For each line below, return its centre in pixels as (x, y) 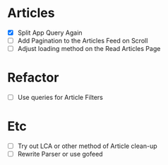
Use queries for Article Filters (60, 98)
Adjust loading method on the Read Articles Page (89, 49)
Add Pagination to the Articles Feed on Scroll (83, 41)
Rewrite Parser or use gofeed (60, 154)
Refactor (33, 78)
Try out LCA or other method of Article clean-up (87, 146)
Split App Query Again (50, 33)
